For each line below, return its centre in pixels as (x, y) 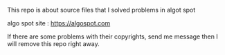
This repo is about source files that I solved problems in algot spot (101, 10)
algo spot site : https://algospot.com (59, 23)
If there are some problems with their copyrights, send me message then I (112, 36)
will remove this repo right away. (53, 44)
